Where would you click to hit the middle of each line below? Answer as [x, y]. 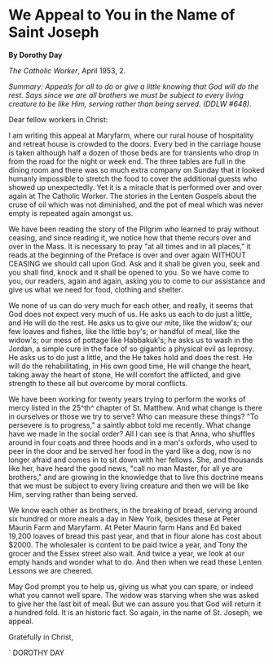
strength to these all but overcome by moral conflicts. [98, 383]
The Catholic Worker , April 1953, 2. [67, 70]
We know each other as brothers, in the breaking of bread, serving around [133, 510]
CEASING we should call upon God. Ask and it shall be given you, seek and [134, 263]
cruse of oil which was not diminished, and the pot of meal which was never [136, 204]
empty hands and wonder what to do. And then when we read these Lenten [135, 562]
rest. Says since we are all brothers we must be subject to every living [126, 95]
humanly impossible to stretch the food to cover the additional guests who [133, 178]
